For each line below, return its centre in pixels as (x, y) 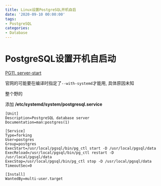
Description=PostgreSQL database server (48, 118)
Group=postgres (21, 144)
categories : (17, 28)
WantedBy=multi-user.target (34, 179)
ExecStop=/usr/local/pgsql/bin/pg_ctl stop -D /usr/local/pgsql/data (79, 161)
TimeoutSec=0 (19, 166)
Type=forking (19, 135)
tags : (11, 19)
